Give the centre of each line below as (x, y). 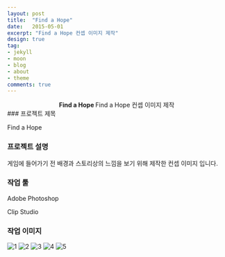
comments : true (29, 85)
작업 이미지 (25, 231)
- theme (18, 78)
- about (18, 71)
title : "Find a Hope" (40, 20)
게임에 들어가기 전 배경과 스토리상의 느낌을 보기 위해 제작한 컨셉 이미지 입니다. (113, 163)
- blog (17, 65)
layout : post (26, 14)
